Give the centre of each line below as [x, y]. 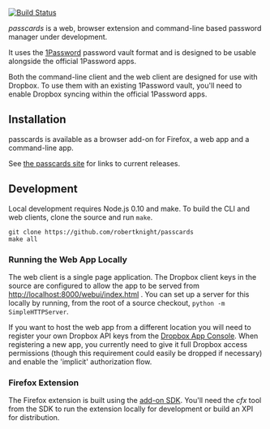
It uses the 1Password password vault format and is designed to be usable [133, 52]
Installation [37, 120]
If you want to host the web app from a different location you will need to [130, 327]
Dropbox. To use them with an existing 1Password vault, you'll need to [125, 86]
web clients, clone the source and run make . [81, 217]
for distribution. [34, 418]
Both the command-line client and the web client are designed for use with [133, 77]
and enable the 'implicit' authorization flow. [80, 362]
